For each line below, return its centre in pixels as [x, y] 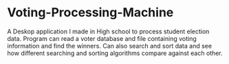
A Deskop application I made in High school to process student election [108, 31]
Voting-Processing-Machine [90, 13]
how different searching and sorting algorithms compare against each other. [115, 53]
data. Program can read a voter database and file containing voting [102, 38]
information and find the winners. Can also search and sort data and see [109, 46]
